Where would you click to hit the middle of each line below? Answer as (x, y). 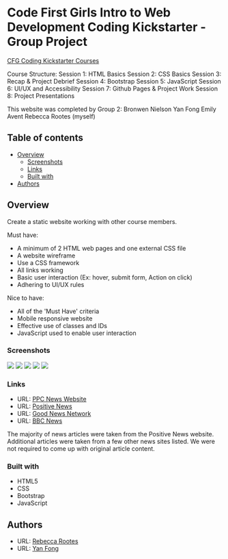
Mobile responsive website (55, 318)
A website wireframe (46, 256)
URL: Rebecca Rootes (47, 541)
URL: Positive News (45, 406)
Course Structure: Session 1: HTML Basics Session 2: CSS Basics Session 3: (114, 74)
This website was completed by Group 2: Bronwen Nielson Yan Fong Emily (112, 109)
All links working (40, 270)
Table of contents (45, 138)
